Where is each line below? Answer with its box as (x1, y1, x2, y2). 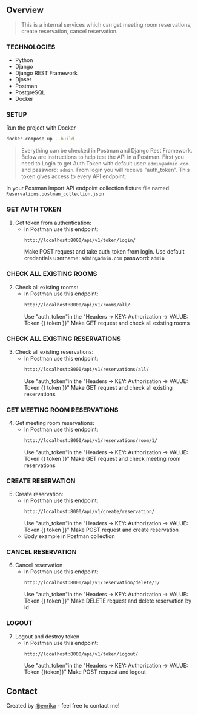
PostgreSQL (15, 89, 45, 96)
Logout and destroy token (15, 632, 80, 640)
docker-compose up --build (6, 136, 74, 142)
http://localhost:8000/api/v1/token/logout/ (24, 651, 139, 657)
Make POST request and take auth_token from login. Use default (24, 248, 185, 255)
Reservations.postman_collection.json (6, 191, 104, 197)
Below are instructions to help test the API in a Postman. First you (21, 153, 185, 161)
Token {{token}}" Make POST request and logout (24, 668, 147, 675)
